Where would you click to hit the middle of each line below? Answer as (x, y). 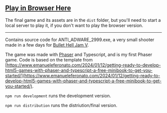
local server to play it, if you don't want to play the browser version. (74, 25)
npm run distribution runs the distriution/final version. (61, 105)
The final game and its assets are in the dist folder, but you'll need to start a (83, 20)
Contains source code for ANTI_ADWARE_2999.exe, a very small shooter (80, 40)
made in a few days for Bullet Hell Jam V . (47, 45)
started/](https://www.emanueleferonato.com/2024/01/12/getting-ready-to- (83, 75)
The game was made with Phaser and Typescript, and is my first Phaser (79, 55)
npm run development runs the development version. (58, 96)
